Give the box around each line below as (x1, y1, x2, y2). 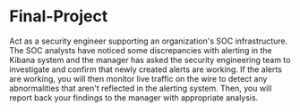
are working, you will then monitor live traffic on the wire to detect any (9, 73, 268, 84)
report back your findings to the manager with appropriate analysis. (9, 92, 259, 103)
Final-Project (9, 6, 108, 27)
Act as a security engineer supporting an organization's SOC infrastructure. (9, 36, 288, 46)
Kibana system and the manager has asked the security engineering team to (9, 54, 291, 65)
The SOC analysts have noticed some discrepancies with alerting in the (9, 44, 273, 55)
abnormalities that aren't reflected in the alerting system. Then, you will (9, 83, 272, 93)
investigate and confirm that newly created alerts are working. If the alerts (9, 64, 282, 75)
